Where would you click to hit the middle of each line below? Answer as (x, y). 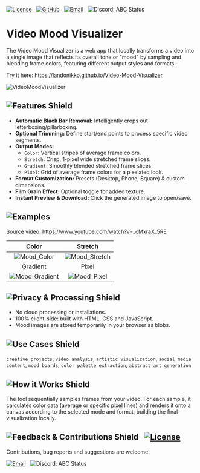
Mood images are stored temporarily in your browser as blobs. (92, 325)
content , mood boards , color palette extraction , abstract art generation (99, 365)
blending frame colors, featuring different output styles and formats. (91, 63)
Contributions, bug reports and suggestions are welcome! (78, 452)
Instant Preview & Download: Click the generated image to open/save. (103, 197)
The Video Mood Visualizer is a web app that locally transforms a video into (100, 50)
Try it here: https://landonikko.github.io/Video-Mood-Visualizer (85, 75)
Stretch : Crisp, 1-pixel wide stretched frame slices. (87, 159)
